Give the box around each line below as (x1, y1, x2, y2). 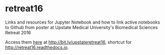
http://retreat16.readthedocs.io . (5, 44, 69, 50)
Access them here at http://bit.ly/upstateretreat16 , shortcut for (5, 39, 132, 45)
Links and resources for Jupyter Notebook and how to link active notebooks (5, 19, 160, 25)
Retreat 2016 (5, 29, 31, 35)
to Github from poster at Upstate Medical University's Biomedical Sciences (5, 24, 158, 30)
